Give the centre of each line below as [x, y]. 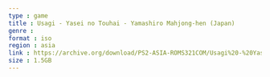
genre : [21, 30]
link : [19, 53]
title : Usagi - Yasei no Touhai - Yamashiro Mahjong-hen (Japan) [122, 23]
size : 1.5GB [30, 61]
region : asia [32, 46]
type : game [28, 16]
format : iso [30, 38]
